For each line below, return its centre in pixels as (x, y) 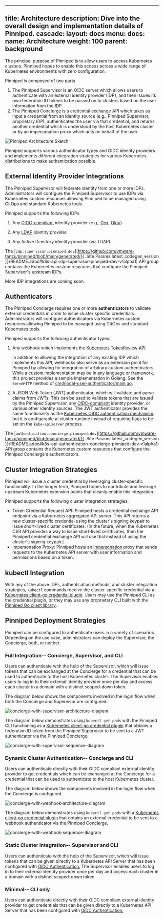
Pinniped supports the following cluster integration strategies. (67, 501)
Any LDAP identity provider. (40, 232)
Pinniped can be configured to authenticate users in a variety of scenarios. (80, 632)
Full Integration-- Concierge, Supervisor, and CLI (64, 655)
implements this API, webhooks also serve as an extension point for (80, 363)
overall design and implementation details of (74, 26)
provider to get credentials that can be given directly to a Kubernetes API (78, 905)
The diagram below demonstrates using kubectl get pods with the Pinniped (81, 721)
